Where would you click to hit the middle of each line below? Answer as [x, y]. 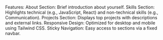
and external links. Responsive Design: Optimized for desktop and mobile [80, 23]
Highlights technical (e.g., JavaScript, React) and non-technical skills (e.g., [82, 12]
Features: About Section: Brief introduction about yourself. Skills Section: [80, 7]
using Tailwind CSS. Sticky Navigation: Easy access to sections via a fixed [81, 28]
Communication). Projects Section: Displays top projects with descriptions [81, 18]
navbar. [13, 33]
